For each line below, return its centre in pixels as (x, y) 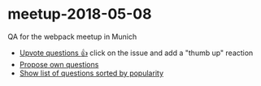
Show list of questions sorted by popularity (91, 73)
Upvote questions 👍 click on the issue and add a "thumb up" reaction (136, 53)
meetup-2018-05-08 (80, 14)
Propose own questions (59, 64)
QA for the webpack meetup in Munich (72, 37)
